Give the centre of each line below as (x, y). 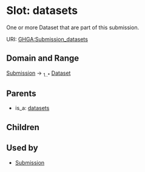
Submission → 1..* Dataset (39, 74)
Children (23, 127)
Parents (21, 93)
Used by (22, 148)
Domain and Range (43, 58)
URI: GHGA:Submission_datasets (47, 39)
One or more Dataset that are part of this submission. (73, 27)
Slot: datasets (42, 11)
